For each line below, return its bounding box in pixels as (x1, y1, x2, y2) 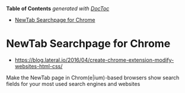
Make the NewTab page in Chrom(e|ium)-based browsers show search (6, 74, 180, 81)
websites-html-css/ (14, 62, 63, 69)
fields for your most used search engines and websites (6, 80, 141, 87)
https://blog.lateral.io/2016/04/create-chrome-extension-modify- (14, 56, 174, 64)
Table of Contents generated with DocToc (6, 5, 110, 12)
